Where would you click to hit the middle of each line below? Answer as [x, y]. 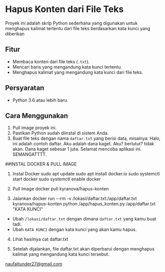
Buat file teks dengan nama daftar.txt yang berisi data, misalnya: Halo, [86, 138]
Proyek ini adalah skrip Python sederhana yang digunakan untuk [71, 23]
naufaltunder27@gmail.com [34, 264]
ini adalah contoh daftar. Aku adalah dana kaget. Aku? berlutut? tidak [83, 144]
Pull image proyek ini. [34, 128]
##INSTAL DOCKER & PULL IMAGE [41, 164]
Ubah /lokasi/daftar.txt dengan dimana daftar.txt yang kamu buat [84, 219]
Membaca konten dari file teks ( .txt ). [51, 62]
